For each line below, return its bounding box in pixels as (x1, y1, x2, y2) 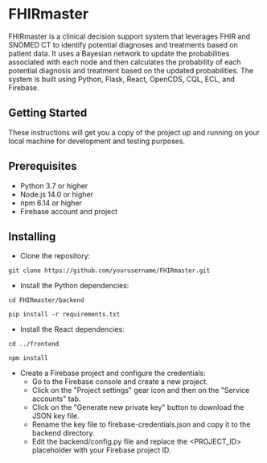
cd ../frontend (8, 340, 60, 349)
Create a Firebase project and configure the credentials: (19, 368, 207, 378)
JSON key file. (31, 411, 80, 421)
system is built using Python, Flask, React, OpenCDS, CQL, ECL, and (8, 74, 236, 84)
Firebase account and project (19, 206, 118, 216)
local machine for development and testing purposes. (8, 136, 186, 146)
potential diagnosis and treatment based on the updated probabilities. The (8, 65, 254, 75)
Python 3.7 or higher (19, 180, 88, 190)
